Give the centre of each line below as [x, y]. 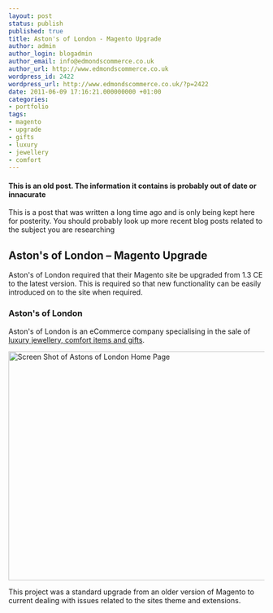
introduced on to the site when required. [76, 292]
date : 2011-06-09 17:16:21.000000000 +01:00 [85, 92]
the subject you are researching [62, 230]
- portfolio [28, 107]
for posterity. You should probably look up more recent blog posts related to [135, 221]
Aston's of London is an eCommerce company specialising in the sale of [130, 331]
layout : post [30, 16]
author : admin [32, 46]
